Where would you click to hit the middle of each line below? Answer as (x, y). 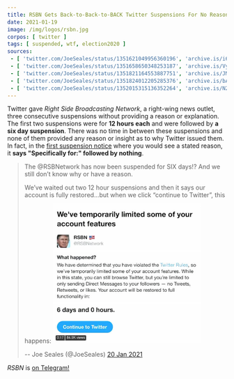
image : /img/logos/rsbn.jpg (48, 29)
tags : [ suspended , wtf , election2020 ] (67, 44)
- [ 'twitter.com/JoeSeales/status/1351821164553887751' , (96, 73)
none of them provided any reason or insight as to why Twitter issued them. (116, 139)
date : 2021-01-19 (32, 22)
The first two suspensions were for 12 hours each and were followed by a (113, 124)
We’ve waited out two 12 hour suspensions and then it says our (115, 187)
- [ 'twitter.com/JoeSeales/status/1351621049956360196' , (96, 59)
